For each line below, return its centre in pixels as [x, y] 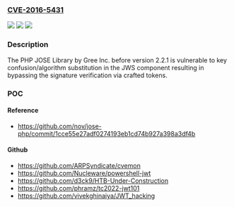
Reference [23, 111]
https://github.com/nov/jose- [60, 126]
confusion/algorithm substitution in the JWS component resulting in [106, 67]
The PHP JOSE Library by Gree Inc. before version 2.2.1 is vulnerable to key [117, 60]
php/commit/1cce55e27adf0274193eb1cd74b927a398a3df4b [106, 133]
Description [28, 45]
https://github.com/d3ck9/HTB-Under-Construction [93, 180]
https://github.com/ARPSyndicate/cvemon [79, 165]
